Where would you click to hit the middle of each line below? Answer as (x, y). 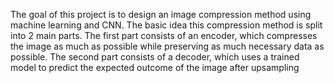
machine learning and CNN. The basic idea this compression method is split (166, 25)
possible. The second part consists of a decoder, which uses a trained (155, 57)
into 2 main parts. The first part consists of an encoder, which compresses (164, 35)
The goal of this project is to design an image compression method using (161, 14)
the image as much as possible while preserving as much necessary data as (167, 46)
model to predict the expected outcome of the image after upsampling (155, 67)
